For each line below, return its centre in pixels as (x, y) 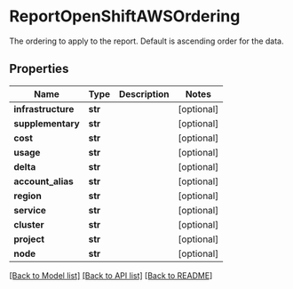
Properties (39, 69)
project (29, 239)
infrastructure (44, 108)
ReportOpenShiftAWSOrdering (125, 16)
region (28, 196)
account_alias (44, 181)
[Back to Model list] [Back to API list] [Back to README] (111, 275)
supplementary (47, 124)
